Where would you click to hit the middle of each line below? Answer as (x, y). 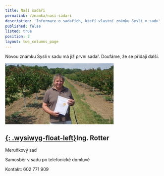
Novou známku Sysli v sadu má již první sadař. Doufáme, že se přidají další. (82, 56)
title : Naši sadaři (25, 10)
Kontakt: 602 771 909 (27, 169)
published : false (23, 26)
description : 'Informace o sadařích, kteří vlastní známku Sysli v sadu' (83, 21)
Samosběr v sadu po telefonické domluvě (48, 159)
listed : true (19, 31)
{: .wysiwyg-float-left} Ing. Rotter (57, 138)
